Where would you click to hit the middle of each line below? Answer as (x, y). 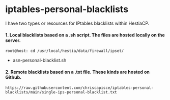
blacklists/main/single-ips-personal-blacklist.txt (61, 92)
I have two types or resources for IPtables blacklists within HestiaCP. (77, 23)
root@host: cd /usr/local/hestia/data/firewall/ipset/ (65, 51)
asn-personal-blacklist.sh (39, 60)
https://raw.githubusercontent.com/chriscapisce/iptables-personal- (79, 88)
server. (13, 40)
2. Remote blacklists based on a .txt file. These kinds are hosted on (78, 72)
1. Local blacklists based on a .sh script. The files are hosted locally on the (85, 35)
